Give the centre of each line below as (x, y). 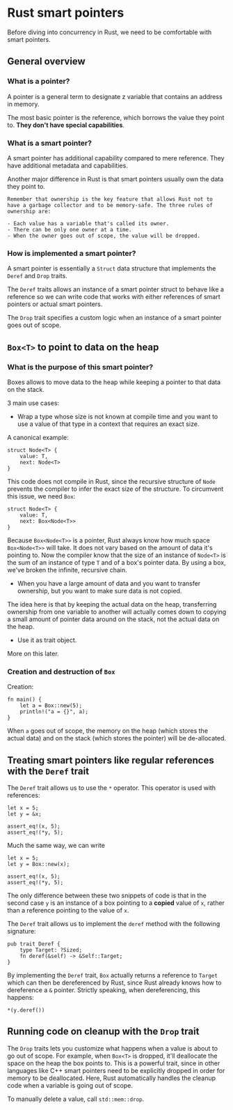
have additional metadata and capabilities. (68, 165)
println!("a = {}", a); (54, 712)
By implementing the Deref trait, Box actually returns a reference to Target (112, 975)
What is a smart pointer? (50, 143)
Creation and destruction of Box (61, 671)
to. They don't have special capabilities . (66, 125)
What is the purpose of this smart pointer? (80, 367)
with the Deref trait (48, 771)
